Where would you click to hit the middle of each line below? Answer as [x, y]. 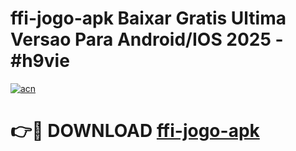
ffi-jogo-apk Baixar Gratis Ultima [148, 18]
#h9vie [40, 61]
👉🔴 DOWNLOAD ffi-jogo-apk [135, 131]
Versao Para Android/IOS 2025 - [147, 39]
